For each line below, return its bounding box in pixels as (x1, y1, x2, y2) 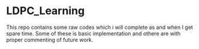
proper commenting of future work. (6, 36, 94, 43)
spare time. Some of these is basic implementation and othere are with (6, 30, 181, 37)
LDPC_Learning (6, 4, 85, 18)
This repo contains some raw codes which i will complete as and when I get (6, 24, 193, 31)
